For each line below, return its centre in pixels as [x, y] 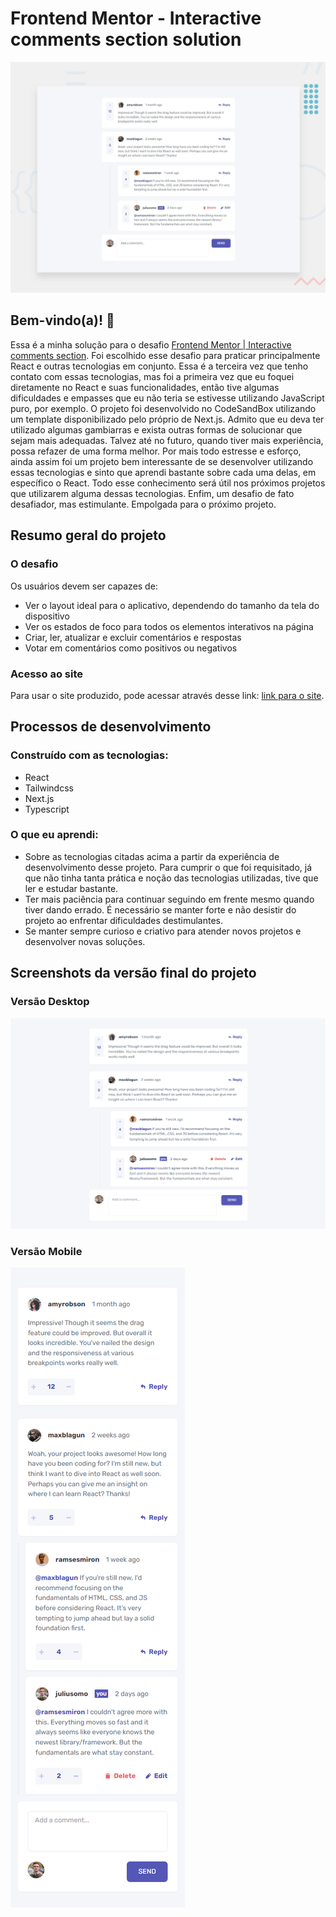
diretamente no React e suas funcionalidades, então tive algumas [145, 387]
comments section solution [126, 39]
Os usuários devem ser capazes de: [84, 586]
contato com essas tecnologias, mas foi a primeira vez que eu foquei [152, 376]
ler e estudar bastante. [71, 888]
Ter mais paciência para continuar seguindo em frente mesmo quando [169, 899]
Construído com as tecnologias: [89, 755]
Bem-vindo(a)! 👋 [62, 320]
